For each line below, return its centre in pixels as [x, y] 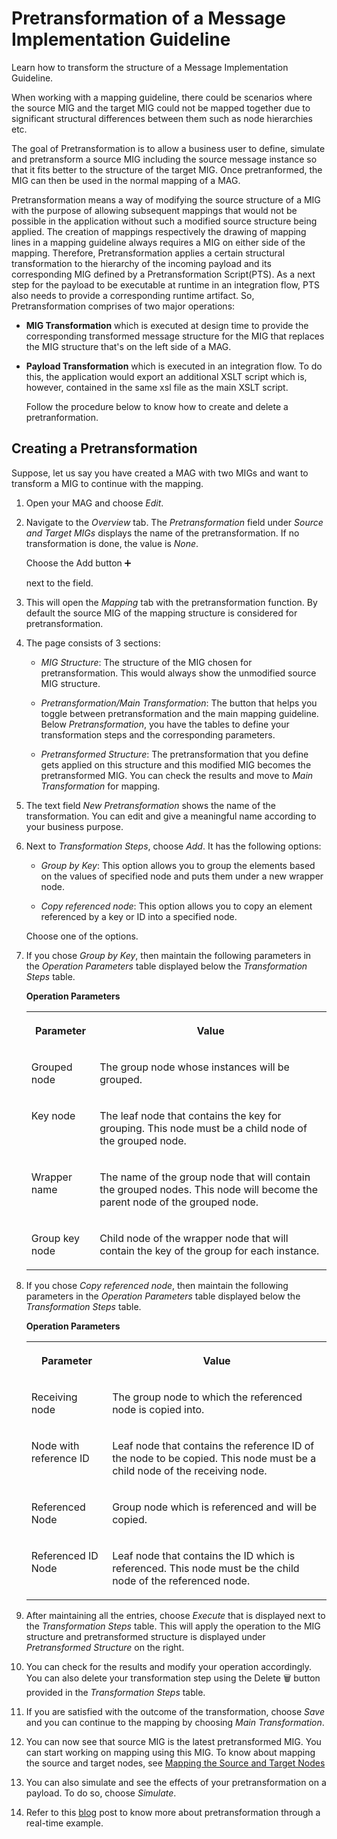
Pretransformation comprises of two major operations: [123, 306]
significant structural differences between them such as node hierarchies [162, 118]
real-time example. [64, 1823]
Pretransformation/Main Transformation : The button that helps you [179, 703]
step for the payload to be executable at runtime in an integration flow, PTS [165, 284]
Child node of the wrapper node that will [194, 1238]
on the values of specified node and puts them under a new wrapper [182, 876]
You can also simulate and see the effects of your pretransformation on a [176, 1782]
